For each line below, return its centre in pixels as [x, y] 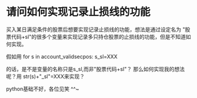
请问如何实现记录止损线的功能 [79, 12]
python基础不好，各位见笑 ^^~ [43, 89]
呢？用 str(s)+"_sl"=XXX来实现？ [46, 76]
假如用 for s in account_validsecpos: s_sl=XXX [62, 56]
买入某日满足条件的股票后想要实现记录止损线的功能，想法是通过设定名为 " [96, 29]
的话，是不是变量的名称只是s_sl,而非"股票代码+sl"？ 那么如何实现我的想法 [96, 69]
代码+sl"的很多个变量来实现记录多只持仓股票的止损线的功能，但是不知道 [98, 36]
